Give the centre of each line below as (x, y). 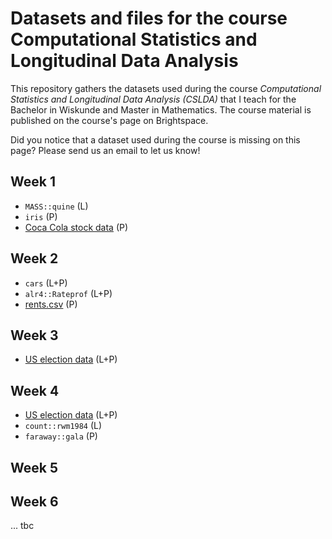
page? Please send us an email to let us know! (105, 150)
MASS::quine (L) (56, 206)
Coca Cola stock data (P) (76, 227)
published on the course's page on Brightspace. (109, 120)
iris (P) (41, 216)
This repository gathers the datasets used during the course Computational (166, 88)
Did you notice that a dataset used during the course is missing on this (155, 139)
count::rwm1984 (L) (63, 426)
